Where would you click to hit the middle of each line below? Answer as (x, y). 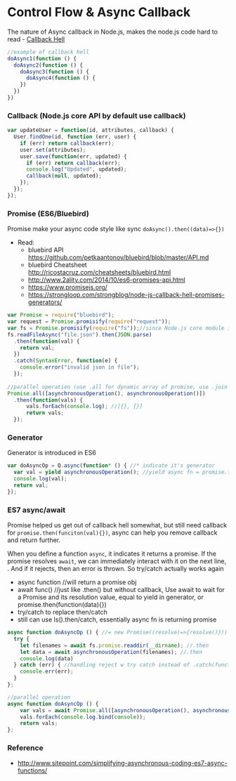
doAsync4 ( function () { (61, 78)
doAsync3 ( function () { (55, 72)
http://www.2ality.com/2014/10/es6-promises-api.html (106, 280)
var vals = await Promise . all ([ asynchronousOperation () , (105, 710)
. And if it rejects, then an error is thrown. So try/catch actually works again (116, 569)
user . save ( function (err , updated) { (74, 156)
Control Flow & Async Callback (99, 12)
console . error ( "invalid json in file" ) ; (80, 367)
